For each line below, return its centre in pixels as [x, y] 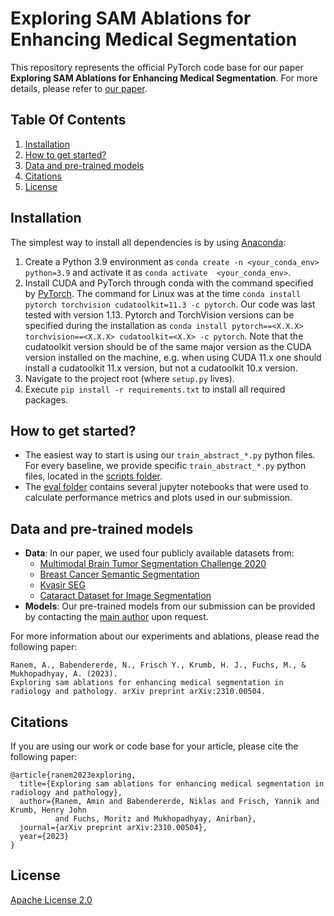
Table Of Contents [68, 120]
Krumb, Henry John [48, 810]
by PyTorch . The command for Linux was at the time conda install [163, 293]
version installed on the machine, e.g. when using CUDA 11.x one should [173, 357]
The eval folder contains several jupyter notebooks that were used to [166, 487]
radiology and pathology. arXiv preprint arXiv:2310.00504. [138, 692]
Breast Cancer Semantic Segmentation [119, 574]
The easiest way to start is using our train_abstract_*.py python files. [170, 455]
